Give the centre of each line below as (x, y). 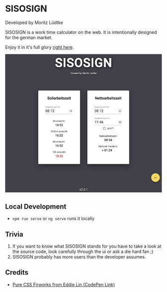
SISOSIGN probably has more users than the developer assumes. (79, 257)
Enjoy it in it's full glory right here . (40, 47)
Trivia (14, 234)
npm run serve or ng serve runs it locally (53, 219)
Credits (17, 273)
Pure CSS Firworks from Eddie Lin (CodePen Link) (64, 285)
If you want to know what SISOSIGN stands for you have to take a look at (87, 246)
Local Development (36, 206)
